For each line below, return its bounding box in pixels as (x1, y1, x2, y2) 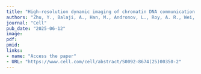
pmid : (6, 42, 20, 48)
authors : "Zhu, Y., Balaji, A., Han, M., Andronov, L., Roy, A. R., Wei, (6, 14, 196, 20)
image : (6, 31, 23, 37)
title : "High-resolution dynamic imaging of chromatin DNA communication (6, 8, 196, 15)
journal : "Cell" (6, 20, 47, 26)
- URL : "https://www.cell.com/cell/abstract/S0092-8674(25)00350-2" (6, 58, 182, 64)
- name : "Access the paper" (6, 53, 77, 59)
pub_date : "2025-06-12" (6, 25, 66, 32)
